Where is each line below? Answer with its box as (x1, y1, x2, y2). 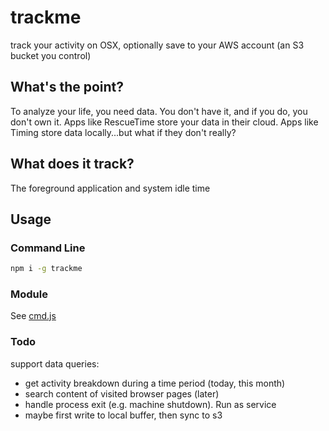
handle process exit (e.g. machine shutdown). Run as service (24, 398, 277, 410)
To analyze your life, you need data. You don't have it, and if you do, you (10, 105, 308, 117)
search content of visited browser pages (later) (24, 387, 220, 400)
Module (10, 287, 48, 301)
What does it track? (10, 156, 135, 173)
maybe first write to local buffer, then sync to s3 (24, 409, 223, 421)
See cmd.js (10, 310, 57, 322)
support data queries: (10, 357, 100, 370)
